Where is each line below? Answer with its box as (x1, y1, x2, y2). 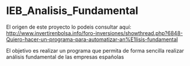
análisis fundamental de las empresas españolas (6, 53, 125, 60)
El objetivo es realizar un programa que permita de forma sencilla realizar (6, 47, 185, 54)
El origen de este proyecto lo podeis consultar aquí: (6, 23, 132, 30)
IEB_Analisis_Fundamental (6, 4, 139, 18)
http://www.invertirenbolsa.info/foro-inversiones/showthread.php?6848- (6, 29, 183, 36)
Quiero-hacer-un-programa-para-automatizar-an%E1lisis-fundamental (6, 36, 178, 43)
